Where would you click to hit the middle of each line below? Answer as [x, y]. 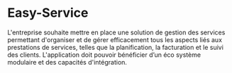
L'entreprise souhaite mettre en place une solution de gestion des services [116, 32]
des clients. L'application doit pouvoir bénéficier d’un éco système [104, 55]
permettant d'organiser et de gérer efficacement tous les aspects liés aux [115, 39]
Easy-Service [48, 13]
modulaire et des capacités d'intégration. [67, 62]
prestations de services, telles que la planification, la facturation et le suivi [115, 47]
